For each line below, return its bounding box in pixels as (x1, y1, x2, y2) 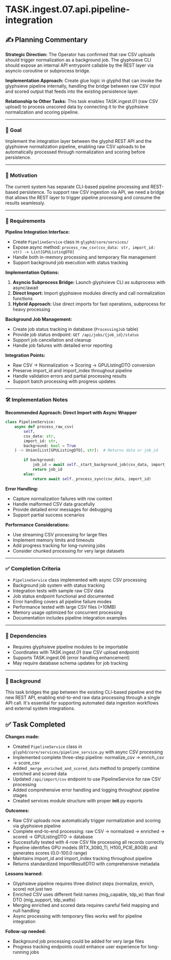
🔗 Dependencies (5, 632, 47, 639)
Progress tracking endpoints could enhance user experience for (12, 944, 147, 950)
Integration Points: (5, 352, 46, 358)
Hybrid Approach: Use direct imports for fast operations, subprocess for (12, 301, 166, 307)
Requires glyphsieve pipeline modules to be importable (12, 644, 128, 650)
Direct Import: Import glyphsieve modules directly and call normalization (12, 290, 165, 296)
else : (23, 472, 36, 477)
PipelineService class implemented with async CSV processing (12, 577, 147, 583)
